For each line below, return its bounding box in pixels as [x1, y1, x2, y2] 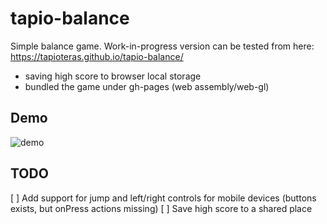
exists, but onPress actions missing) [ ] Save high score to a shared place [10, 202, 313, 214]
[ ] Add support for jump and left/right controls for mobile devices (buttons [10, 192, 317, 204]
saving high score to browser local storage [24, 70, 202, 82]
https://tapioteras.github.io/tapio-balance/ [10, 50, 184, 62]
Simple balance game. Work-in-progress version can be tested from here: [10, 40, 315, 52]
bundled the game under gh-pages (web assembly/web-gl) [24, 80, 270, 92]
